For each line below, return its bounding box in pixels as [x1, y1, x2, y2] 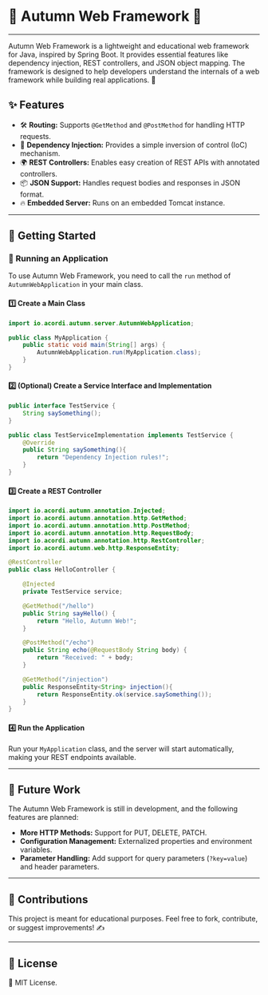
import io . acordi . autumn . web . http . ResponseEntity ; [8, 543, 180, 552]
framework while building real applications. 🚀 [8, 75, 156, 85]
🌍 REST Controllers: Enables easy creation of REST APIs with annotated [19, 157, 260, 167]
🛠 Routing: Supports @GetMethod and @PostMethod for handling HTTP [19, 120, 246, 129]
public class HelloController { [8, 566, 116, 574]
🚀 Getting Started [8, 229, 97, 243]
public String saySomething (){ [22, 446, 127, 454]
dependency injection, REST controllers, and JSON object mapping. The [8, 58, 246, 67]
